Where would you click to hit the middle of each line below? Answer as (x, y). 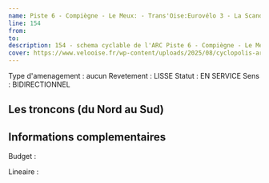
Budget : (22, 157)
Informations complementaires (87, 137)
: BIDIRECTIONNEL (39, 84)
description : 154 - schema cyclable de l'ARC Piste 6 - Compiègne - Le (130, 46)
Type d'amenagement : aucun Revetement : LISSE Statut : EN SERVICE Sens (134, 76)
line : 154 (25, 23)
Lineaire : (24, 172)
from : (17, 31)
